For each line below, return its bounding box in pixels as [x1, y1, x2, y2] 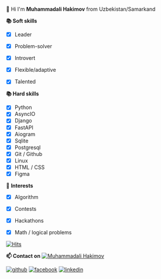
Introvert [14, 55, 36, 62]
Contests [14, 205, 37, 212]
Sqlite [14, 137, 29, 144]
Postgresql [14, 144, 41, 151]
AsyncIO [14, 111, 36, 118]
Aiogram [14, 130, 36, 138]
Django [14, 117, 32, 124]
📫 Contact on [6, 253, 41, 260]
